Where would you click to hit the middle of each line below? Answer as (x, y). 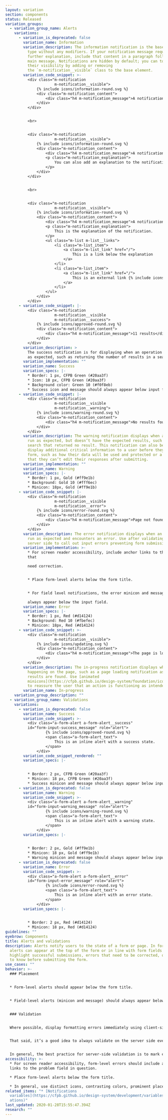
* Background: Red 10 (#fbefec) (61, 621)
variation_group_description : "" (49, 695)
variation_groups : (24, 24)
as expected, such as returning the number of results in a (91, 357)
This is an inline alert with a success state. (105, 742)
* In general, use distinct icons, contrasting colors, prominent (80, 1086)
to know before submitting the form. (49, 960)
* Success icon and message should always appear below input (93, 389)
